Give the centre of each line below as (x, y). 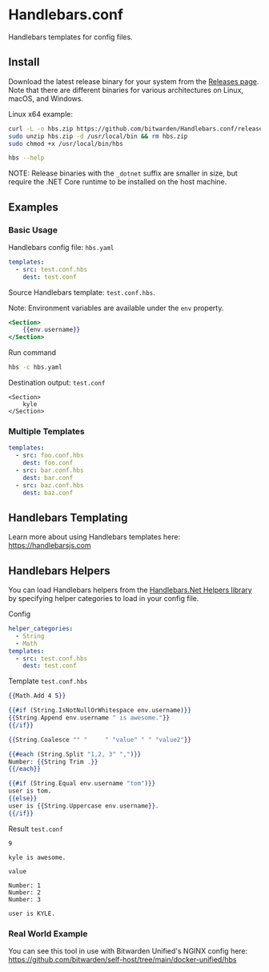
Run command (32, 353)
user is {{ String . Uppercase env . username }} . (84, 806)
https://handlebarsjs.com (50, 546)
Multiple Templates (47, 431)
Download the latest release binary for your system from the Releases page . (134, 81)
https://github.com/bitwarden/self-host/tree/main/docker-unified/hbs (122, 960)
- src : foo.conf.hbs (50, 456)
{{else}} (23, 799)
